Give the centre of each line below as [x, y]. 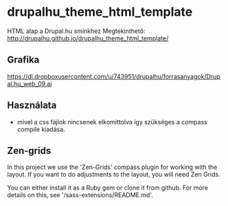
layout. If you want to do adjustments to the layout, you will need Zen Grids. [114, 174]
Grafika [23, 60]
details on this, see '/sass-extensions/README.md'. [80, 195]
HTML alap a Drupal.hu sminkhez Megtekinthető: [76, 31]
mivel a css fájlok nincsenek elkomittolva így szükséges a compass [112, 122]
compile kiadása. [41, 129]
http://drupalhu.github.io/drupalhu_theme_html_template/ [88, 38]
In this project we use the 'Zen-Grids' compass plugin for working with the [112, 167]
